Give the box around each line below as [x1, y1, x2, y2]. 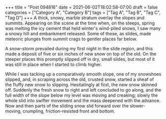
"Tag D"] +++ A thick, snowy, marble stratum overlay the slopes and [5, 15, 145, 20]
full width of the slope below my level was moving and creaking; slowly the [5, 92, 158, 98]
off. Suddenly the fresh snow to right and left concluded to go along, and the [5, 87, 162, 93]
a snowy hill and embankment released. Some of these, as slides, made [5, 31, 152, 36]
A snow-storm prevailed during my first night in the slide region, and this [5, 46, 153, 51]
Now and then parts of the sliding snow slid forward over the [5, 103, 129, 109]
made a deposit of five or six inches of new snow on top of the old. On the [5, 51, 157, 57]
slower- [129, 103, 145, 109]
